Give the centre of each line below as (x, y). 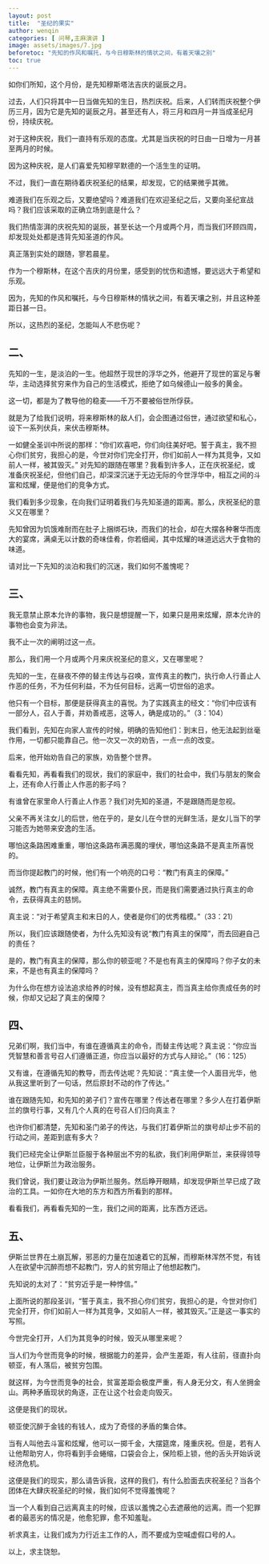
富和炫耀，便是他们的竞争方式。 (61, 484)
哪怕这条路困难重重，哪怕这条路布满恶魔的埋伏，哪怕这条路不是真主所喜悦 (131, 845)
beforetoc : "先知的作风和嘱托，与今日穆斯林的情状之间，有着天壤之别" (112, 53)
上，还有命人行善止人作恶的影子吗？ (68, 784)
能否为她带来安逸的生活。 (57, 828)
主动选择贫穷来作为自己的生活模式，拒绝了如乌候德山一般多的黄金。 (134, 383)
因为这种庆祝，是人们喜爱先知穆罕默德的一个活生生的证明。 (106, 165)
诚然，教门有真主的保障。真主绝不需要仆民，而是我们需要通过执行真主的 (127, 889)
